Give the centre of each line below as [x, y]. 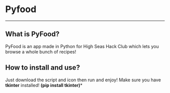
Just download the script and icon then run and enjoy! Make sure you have [83, 80]
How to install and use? [42, 67]
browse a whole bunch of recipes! [41, 52]
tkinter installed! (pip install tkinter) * [44, 85]
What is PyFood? [32, 34]
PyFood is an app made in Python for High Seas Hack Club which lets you [82, 46]
